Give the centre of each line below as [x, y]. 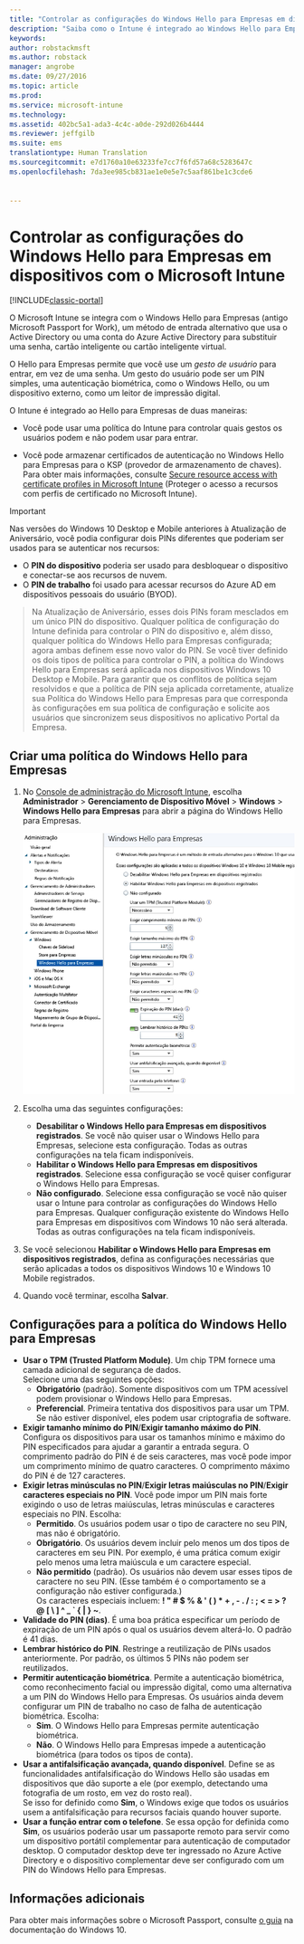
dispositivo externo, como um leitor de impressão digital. [115, 393]
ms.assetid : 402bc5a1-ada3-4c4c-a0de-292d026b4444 [107, 124]
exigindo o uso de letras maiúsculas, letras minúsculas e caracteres [148, 1505]
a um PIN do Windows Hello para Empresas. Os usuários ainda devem [153, 1697]
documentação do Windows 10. [68, 1930]
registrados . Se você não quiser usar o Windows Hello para [147, 1136]
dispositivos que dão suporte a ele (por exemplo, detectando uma [145, 1784]
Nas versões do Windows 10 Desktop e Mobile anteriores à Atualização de [148, 529]
